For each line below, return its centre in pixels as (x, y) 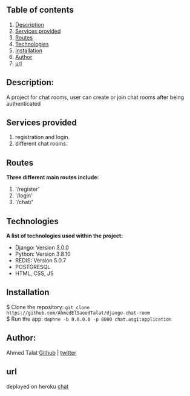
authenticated (24, 103)
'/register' (27, 189)
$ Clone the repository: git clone (48, 307)
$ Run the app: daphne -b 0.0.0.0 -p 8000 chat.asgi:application (89, 319)
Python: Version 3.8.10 (43, 254)
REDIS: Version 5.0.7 (41, 261)
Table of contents (40, 10)
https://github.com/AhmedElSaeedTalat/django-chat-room (78, 313)
